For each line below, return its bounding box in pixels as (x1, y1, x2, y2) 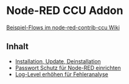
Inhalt (6, 41, 29, 52)
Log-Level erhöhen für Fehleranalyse (15, 71, 108, 78)
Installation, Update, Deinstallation (15, 57, 102, 65)
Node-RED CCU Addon (6, 4, 124, 18)
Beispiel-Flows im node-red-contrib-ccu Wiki (6, 24, 120, 31)
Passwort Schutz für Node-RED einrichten (15, 64, 121, 71)
